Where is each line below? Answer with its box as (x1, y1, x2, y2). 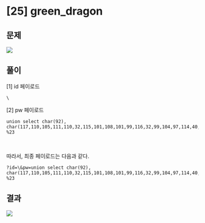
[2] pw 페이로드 (6, 106, 44, 113)
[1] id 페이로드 (6, 82, 40, 90)
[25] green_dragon (6, 4, 103, 18)
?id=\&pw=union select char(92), (6, 165, 92, 171)
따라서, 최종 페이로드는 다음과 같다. (6, 152, 90, 160)
